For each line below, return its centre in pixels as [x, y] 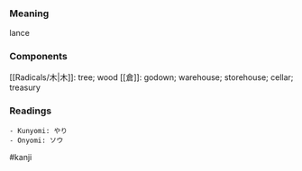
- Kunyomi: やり [38, 130]
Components [38, 57]
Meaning [29, 13]
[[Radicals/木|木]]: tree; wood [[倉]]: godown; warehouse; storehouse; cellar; [151, 77]
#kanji [21, 157]
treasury [25, 87]
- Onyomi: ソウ [37, 140]
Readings [31, 111]
